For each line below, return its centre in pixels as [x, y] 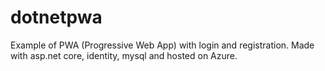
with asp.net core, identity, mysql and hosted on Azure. [124, 55]
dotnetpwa [56, 17]
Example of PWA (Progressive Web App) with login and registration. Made [162, 45]
